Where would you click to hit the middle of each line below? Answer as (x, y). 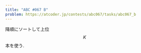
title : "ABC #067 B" (27, 10)
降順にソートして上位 (27, 29)
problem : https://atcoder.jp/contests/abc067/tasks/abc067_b (71, 14)
